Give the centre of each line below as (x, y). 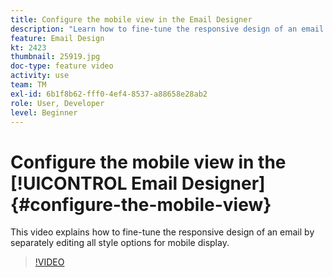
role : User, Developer (57, 103)
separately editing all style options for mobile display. (120, 243)
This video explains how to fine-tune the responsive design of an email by (162, 232)
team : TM (28, 85)
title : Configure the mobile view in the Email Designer (131, 19)
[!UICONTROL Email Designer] (138, 183)
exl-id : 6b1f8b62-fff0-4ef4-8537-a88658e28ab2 (109, 94)
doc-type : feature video (62, 66)
